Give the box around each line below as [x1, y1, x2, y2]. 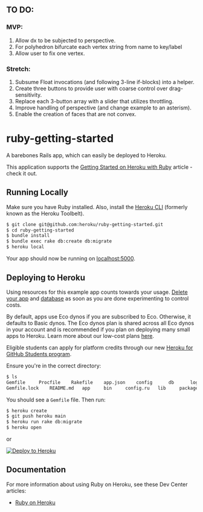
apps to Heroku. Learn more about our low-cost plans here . [6, 332, 154, 339]
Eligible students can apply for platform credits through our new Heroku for [6, 344, 193, 351]
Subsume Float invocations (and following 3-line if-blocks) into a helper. [14, 78, 195, 85]
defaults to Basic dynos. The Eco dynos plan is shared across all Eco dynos [6, 319, 195, 326]
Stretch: [6, 65, 31, 73]
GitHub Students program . [6, 350, 72, 357]
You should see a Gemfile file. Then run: [6, 396, 106, 403]
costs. [6, 301, 22, 308]
